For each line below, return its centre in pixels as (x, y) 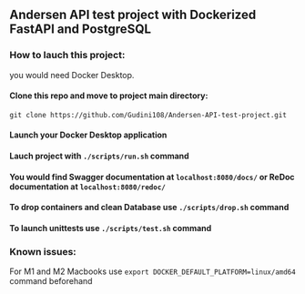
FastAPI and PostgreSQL (81, 30)
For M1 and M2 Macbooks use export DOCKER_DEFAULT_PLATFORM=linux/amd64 (152, 271)
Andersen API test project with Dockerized (133, 15)
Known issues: (43, 251)
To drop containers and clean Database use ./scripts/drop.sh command (149, 208)
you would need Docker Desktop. (72, 75)
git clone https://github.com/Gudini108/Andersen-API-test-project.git (148, 115)
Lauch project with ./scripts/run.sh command (99, 156)
